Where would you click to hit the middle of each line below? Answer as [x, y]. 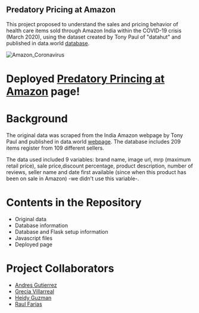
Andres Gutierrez [36, 285]
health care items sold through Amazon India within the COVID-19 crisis [94, 30]
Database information [41, 225]
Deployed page [33, 244]
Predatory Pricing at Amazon [61, 10]
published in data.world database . [48, 43]
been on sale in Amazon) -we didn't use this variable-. [73, 178]
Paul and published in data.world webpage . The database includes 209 [94, 141]
